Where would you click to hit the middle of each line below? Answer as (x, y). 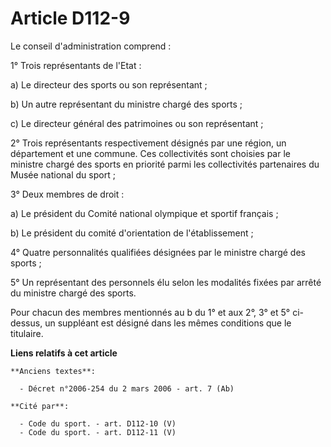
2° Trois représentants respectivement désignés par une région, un (148, 143)
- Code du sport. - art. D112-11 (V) (98, 432)
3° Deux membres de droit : (67, 194)
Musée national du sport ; (63, 174)
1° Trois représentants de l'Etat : (76, 65)
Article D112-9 (70, 18)
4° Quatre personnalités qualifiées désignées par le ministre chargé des (158, 252)
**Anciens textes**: (53, 371)
